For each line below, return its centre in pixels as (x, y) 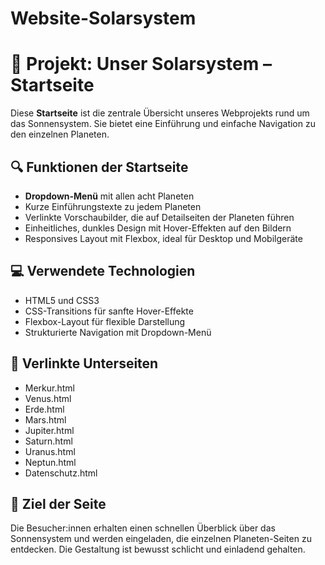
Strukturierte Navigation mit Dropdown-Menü (118, 332)
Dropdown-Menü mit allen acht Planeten (109, 196)
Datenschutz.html (61, 473)
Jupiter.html (49, 430)
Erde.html (44, 409)
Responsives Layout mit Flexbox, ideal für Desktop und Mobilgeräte (163, 238)
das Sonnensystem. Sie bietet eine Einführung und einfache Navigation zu (163, 124)
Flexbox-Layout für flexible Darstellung (105, 321)
